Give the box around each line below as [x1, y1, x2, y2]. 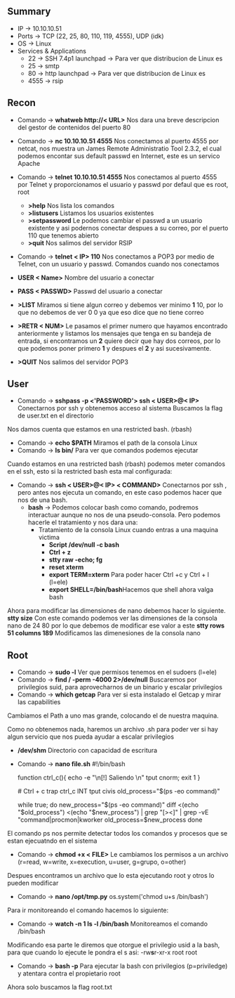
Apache [17, 159, 41, 167]
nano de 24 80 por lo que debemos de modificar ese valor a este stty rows [7, 621, 225, 630]
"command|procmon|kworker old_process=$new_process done [17, 815, 203, 824]
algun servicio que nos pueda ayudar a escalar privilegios [7, 732, 174, 741]
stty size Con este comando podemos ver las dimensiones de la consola [7, 614, 217, 623]
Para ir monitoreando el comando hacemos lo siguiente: [7, 906, 169, 914]
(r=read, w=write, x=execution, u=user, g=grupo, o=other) [17, 857, 187, 867]
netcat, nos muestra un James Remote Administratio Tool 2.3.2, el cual [17, 144, 222, 153]
